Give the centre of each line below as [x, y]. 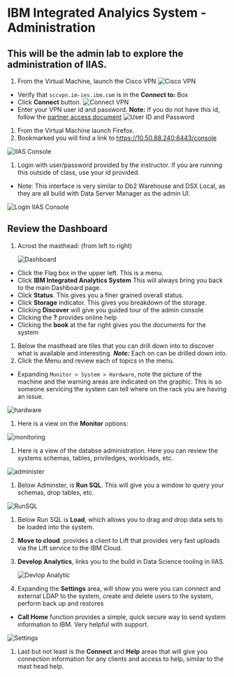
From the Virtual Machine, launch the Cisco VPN [87, 81]
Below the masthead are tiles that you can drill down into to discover [116, 345]
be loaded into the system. [56, 527]
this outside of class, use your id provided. [78, 172]
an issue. [30, 396]
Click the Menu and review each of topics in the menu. [96, 361]
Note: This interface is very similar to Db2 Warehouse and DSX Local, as [121, 186]
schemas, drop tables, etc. [56, 492]
